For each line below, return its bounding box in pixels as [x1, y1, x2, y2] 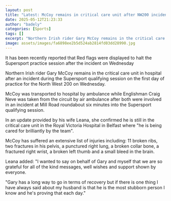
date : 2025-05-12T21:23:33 [5, 17, 63, 22]
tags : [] [5, 31, 24, 36]
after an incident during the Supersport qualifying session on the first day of [5, 75, 165, 82]
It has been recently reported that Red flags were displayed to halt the [5, 55, 152, 61]
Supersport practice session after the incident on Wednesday [5, 60, 134, 66]
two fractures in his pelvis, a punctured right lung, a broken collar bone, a [5, 143, 159, 149]
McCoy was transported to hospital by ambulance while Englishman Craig [5, 90, 160, 97]
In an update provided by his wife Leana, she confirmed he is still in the [5, 117, 155, 123]
